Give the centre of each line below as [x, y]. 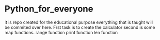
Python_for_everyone [49, 9]
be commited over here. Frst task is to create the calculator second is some [80, 27]
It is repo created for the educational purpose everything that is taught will [79, 22]
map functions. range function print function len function [61, 32]
